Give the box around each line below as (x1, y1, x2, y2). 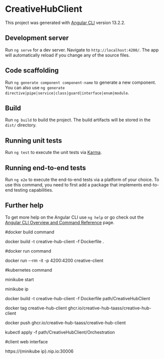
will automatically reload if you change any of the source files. (5, 52, 130, 58)
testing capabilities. (14, 187, 53, 193)
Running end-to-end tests (5, 163, 86, 172)
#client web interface (5, 338, 48, 344)
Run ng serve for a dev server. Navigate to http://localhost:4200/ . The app (5, 47, 159, 52)
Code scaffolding (5, 66, 59, 75)
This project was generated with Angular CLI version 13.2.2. (5, 20, 126, 26)
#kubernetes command (5, 267, 52, 273)
